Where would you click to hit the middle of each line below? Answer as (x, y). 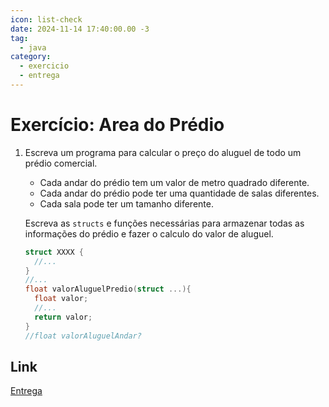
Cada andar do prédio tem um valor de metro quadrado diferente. (174, 182)
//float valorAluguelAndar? (83, 336)
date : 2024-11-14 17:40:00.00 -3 (80, 29)
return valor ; (63, 317)
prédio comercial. (61, 163)
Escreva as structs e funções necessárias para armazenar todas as (164, 223)
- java (33, 47)
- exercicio (44, 66)
